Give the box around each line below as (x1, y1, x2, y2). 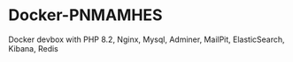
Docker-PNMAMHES (8, 5, 163, 25)
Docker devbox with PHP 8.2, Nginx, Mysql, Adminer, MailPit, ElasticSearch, (8, 34, 285, 45)
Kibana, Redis (8, 43, 59, 53)
